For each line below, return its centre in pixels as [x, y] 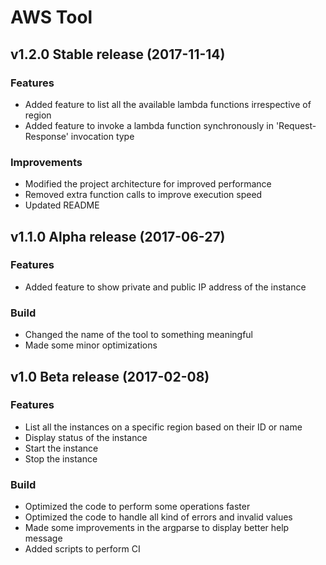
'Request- [296, 125]
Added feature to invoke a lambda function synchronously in [149, 125]
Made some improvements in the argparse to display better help [157, 528]
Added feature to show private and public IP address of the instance [165, 287]
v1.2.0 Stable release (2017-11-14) [118, 54]
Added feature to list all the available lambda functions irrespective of [168, 104]
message [43, 538]
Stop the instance [61, 458]
